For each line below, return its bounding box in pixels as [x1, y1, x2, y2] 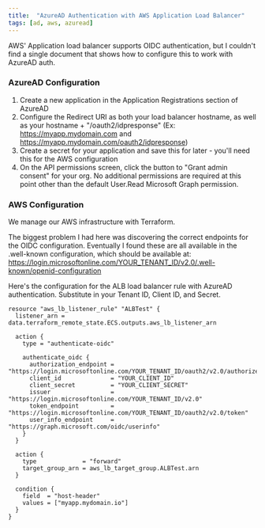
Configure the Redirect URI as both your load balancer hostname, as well [19, 112, 256, 121]
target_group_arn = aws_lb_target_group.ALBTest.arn [22, 465, 200, 473]
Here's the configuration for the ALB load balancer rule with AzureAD [8, 282, 233, 291]
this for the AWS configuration [19, 154, 118, 163]
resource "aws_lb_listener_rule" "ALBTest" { [8, 306, 160, 313]
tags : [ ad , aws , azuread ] [8, 19, 93, 27]
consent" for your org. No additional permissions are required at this [19, 171, 242, 180]
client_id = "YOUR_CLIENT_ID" [28, 374, 175, 382]
